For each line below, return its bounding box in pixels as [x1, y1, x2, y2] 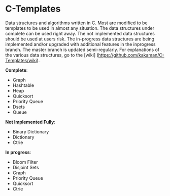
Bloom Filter [12, 159, 38, 165]
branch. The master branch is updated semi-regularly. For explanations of [5, 46, 160, 53]
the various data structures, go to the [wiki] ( [5, 52, 99, 58]
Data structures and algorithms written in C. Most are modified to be [5, 20, 148, 26]
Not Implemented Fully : [5, 119, 56, 125]
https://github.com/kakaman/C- [98, 52, 165, 58]
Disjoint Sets [12, 164, 39, 170]
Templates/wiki [5, 57, 37, 63]
